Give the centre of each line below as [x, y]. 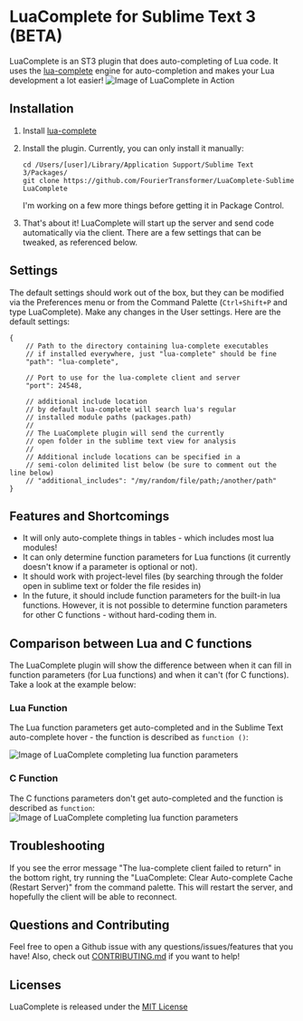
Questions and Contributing [90, 925]
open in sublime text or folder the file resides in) [112, 586]
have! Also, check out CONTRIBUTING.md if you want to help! [125, 957]
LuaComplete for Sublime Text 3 [133, 17]
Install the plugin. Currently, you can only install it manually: [133, 148]
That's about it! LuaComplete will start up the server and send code [148, 223]
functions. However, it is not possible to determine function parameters [155, 605]
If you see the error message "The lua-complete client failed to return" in [145, 868]
